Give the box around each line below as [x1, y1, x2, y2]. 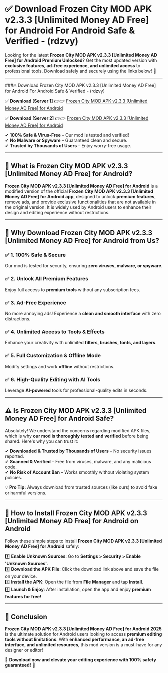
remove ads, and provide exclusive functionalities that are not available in [5, 199, 156, 205]
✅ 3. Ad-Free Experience [5, 299, 66, 306]
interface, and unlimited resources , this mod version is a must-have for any [5, 642, 162, 648]
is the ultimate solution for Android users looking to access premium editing [5, 631, 162, 637]
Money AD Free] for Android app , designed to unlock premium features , [5, 193, 156, 199]
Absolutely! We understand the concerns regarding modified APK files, [5, 427, 151, 433]
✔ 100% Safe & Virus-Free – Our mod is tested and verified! [5, 132, 129, 138]
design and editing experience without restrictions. [5, 209, 110, 215]
